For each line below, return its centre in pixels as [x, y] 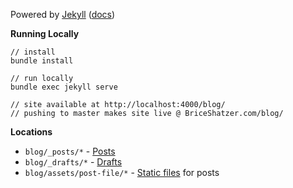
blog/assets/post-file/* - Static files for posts [122, 172]
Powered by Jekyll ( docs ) [63, 14]
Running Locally [45, 33]
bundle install [42, 61]
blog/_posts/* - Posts [70, 151]
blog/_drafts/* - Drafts [73, 162]
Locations [31, 132]
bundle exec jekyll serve [64, 87]
